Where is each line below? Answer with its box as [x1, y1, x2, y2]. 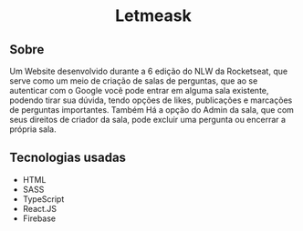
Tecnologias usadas [9, 150, 126, 166]
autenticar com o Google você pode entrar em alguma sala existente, [9, 85, 269, 95]
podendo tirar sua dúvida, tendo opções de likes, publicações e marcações [9, 95, 293, 105]
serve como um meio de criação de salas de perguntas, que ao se [9, 75, 258, 86]
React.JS [22, 203, 57, 214]
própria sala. [9, 124, 57, 135]
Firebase [22, 213, 57, 224]
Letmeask [115, 5, 192, 26]
